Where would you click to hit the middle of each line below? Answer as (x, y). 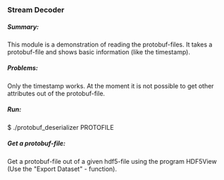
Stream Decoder (36, 10)
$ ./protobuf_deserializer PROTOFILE (61, 127)
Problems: (23, 68)
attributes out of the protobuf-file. (56, 93)
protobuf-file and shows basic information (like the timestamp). (99, 52)
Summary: (23, 27)
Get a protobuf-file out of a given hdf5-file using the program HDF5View (112, 161)
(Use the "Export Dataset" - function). (62, 169)
